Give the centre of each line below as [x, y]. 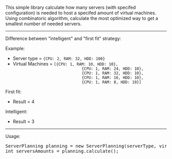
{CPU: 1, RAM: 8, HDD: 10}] [112, 82]
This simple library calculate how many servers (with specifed [71, 7]
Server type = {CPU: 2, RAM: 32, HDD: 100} [59, 58]
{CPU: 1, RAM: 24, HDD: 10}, [113, 69]
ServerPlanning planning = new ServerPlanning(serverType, [81, 146]
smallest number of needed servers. [44, 24]
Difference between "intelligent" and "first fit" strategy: [63, 38]
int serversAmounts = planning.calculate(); [62, 151]
